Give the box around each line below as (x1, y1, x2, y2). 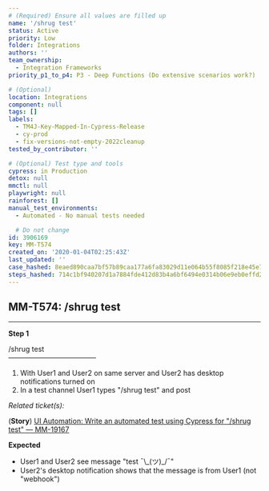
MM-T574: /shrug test (8, 301, 121, 314)
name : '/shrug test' (8, 19, 78, 27)
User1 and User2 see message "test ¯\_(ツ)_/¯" (19, 457, 175, 466)
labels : (8, 115, 34, 124)
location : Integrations (8, 93, 88, 101)
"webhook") (19, 474, 60, 484)
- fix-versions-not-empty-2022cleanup (15, 138, 146, 146)
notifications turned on (19, 377, 95, 386)
